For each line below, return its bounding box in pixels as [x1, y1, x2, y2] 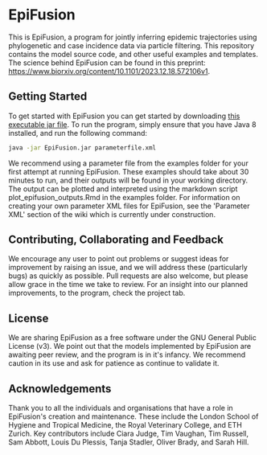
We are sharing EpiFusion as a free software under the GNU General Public [8, 333, 257, 342]
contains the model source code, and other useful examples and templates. [8, 49, 259, 59]
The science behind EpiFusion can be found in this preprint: [8, 58, 207, 68]
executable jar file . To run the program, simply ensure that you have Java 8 [8, 119, 257, 129]
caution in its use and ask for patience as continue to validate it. [8, 359, 220, 368]
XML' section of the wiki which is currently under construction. [8, 209, 216, 219]
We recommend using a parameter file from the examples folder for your [8, 158, 249, 168]
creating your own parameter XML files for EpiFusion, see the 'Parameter [8, 201, 250, 211]
